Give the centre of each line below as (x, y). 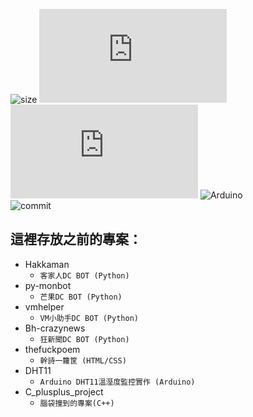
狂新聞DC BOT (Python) (84, 339)
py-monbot (48, 285)
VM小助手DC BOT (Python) (89, 318)
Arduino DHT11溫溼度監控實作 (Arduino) (117, 382)
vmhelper (44, 306)
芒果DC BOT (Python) (81, 297)
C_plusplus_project (64, 391)
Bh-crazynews (55, 328)
